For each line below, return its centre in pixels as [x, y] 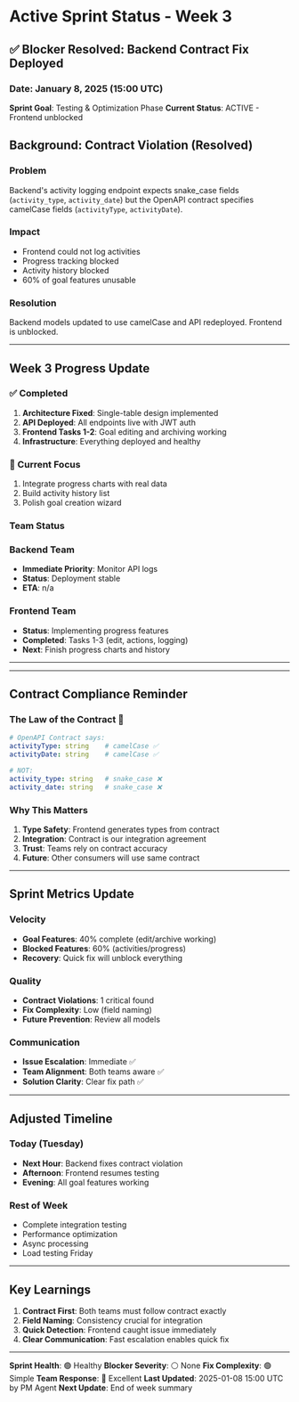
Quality [25, 981]
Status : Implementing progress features [95, 631]
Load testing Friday [57, 1253]
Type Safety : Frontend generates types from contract [121, 829]
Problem [28, 171]
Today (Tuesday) [47, 1144]
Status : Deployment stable [71, 579]
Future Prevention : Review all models [91, 1019]
